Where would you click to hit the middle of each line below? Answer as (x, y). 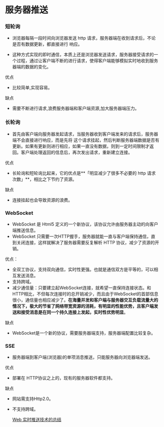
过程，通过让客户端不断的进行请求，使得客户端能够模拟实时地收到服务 (87, 61)
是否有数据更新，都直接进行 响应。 (47, 44)
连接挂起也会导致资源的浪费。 (42, 200)
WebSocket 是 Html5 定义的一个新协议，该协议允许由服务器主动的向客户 (85, 224)
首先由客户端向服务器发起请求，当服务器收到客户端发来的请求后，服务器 (85, 134)
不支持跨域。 (25, 409)
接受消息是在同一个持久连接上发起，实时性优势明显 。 (74, 312)
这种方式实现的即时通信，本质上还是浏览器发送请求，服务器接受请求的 (83, 55)
